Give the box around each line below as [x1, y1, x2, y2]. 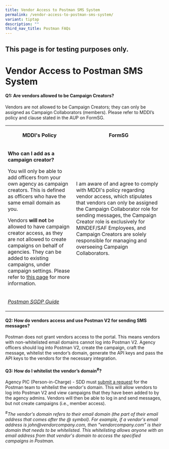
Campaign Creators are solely [76, 231, 147, 238]
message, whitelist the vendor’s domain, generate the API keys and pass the [5, 350, 163, 356]
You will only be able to [8, 167, 62, 175]
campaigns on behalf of [8, 242, 64, 249]
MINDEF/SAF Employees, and [76, 224, 146, 231]
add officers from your [8, 174, 61, 181]
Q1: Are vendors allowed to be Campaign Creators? [5, 93, 114, 99]
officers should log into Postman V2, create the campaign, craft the [5, 345, 145, 351]
